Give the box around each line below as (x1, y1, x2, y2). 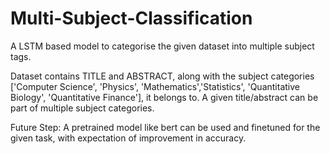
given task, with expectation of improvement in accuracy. (10, 132, 247, 144)
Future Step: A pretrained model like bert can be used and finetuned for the (10, 121, 321, 133)
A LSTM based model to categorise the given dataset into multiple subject (10, 40, 315, 52)
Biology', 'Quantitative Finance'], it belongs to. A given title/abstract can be (10, 91, 319, 103)
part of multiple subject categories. (10, 102, 155, 114)
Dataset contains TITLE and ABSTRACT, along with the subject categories (10, 70, 315, 82)
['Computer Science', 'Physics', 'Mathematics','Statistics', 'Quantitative (10, 80, 300, 92)
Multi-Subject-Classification (10, 7, 253, 30)
